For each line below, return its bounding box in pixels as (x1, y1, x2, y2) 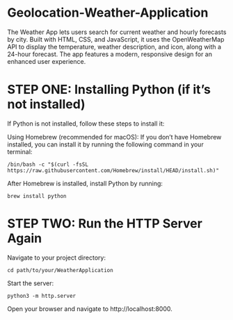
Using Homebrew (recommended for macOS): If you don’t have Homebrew (7, 133, 222, 141)
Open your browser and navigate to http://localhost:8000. (7, 304, 172, 313)
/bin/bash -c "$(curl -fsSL (7, 161, 89, 168)
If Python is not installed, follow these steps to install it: (7, 119, 165, 128)
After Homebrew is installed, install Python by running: (7, 179, 163, 187)
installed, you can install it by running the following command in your (7, 140, 204, 149)
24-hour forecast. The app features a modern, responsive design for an (7, 50, 212, 58)
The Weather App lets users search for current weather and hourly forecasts (7, 28, 227, 36)
